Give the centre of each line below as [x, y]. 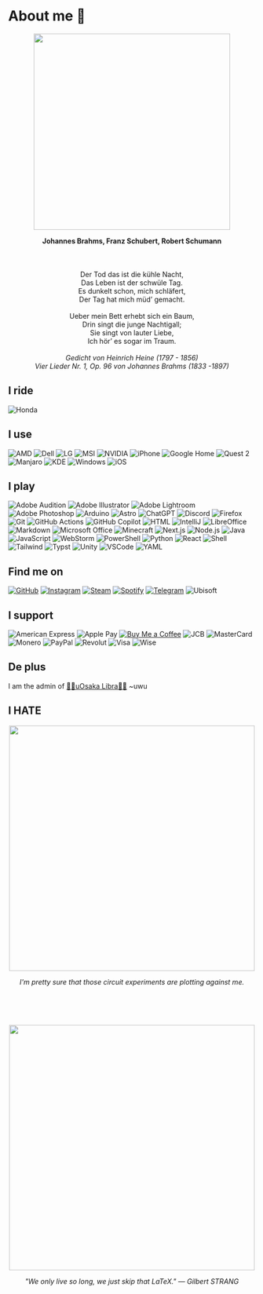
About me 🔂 [47, 16]
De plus [27, 667]
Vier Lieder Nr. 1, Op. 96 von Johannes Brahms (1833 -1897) [132, 366]
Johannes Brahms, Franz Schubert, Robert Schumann [132, 241]
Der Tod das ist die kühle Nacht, [132, 274]
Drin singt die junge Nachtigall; [132, 324]
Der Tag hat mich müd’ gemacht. [132, 299]
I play [22, 486]
